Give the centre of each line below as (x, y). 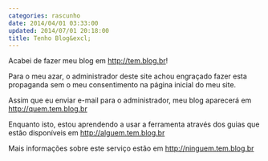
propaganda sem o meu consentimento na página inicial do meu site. (122, 85)
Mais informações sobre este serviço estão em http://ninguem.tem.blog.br (131, 148)
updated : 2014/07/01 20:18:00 (59, 30)
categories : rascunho (45, 16)
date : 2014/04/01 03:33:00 (53, 23)
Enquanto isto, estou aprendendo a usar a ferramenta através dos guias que (134, 124)
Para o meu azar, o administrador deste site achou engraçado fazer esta (128, 76)
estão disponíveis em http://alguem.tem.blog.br (87, 133)
